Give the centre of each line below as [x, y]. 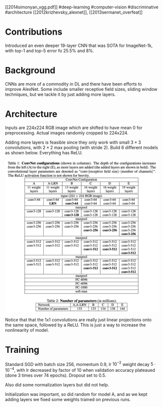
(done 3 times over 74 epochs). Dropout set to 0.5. [56, 375]
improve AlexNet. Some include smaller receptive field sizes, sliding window [81, 89]
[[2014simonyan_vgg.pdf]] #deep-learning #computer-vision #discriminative [82, 7]
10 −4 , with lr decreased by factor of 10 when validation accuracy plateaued [80, 370]
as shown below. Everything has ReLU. [44, 152]
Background [30, 71]
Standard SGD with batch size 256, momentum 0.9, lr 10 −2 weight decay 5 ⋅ [80, 364]
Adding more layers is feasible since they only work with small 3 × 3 [73, 142]
